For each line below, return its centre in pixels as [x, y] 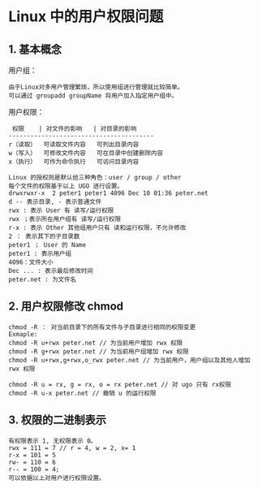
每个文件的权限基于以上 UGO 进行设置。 [66, 186]
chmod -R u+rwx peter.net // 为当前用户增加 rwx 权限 [96, 343]
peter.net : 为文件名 [43, 279]
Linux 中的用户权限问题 [86, 17]
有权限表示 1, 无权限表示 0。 [53, 441]
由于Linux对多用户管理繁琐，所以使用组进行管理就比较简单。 [96, 87]
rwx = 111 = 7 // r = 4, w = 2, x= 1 [72, 448]
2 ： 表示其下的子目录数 [44, 236]
